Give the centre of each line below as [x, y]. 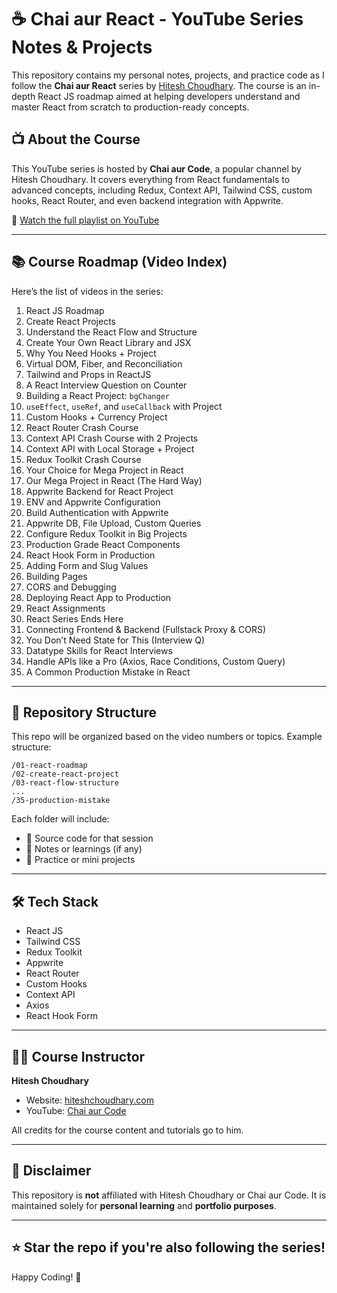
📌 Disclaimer [51, 1171]
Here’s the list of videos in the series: [87, 291]
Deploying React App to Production [98, 597]
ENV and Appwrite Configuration [93, 502]
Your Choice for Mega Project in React [104, 470]
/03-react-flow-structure [65, 783]
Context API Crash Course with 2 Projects [112, 438]
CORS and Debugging [71, 587]
